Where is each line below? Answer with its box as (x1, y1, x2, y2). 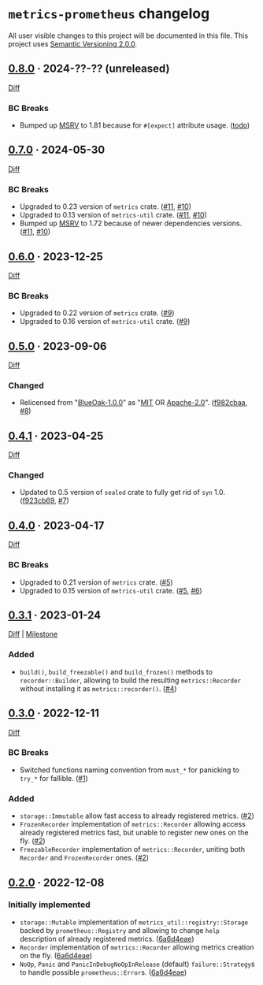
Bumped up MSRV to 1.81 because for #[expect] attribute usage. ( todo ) (19, 121, 250, 130)
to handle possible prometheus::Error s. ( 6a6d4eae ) (19, 967, 187, 977)
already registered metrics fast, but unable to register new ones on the (19, 828, 249, 838)
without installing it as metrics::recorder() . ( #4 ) (19, 683, 177, 693)
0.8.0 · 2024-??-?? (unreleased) (8, 62, 170, 76)
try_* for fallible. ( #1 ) (19, 773, 88, 782)
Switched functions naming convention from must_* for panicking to (19, 765, 240, 775)
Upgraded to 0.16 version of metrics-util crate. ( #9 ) (19, 317, 191, 326)
